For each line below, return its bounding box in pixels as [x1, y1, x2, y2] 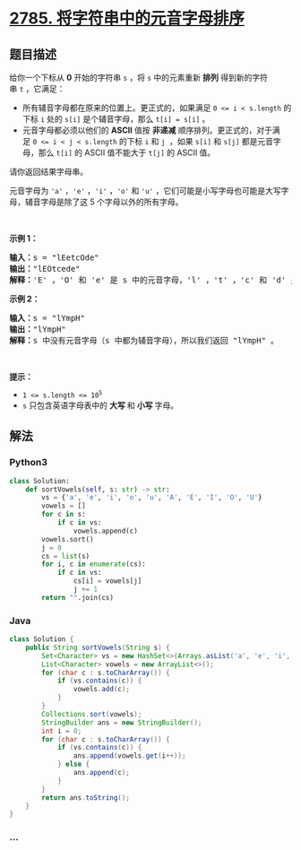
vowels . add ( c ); [73, 685, 130, 694]
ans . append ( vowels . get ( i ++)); [73, 751, 186, 760]
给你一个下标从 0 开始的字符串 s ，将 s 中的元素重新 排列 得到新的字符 [9, 73, 269, 82]
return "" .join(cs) [41, 593, 115, 602]
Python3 [9, 456, 47, 469]
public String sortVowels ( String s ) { [25, 643, 170, 652]
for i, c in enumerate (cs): [41, 559, 146, 569]
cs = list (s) [41, 551, 90, 560]
